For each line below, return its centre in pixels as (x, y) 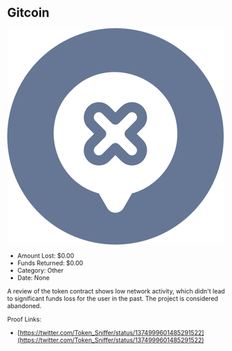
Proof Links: (24, 319)
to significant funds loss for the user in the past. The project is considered (113, 298)
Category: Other (40, 270)
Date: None (33, 278)
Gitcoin (28, 13)
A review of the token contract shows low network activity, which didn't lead (116, 291)
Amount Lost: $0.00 (46, 255)
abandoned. (24, 305)
